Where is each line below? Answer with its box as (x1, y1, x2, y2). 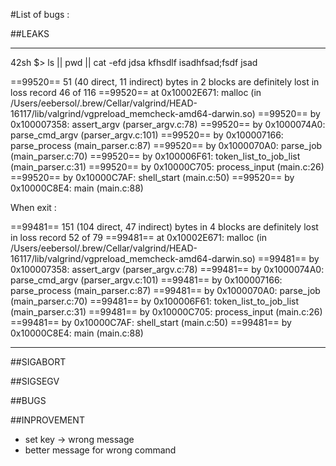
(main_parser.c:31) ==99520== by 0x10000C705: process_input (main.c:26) (10, 161, 325, 173)
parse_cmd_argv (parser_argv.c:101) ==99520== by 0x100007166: (10, 129, 284, 141)
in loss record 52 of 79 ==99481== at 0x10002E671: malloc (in (10, 232, 267, 243)
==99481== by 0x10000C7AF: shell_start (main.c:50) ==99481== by (10, 317, 292, 328)
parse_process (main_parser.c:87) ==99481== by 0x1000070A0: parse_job (10, 285, 321, 296)
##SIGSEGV (10, 375, 60, 387)
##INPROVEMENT (10, 414, 85, 426)
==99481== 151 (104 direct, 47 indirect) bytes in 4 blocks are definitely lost (10, 221, 319, 233)
